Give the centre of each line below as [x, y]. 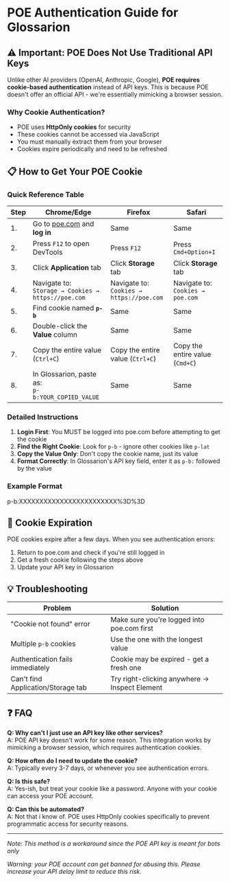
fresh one [126, 668]
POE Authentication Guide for [93, 13]
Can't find [26, 679]
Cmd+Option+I [194, 252]
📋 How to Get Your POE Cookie [75, 171]
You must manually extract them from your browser [90, 142]
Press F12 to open [61, 243]
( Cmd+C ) [185, 363]
